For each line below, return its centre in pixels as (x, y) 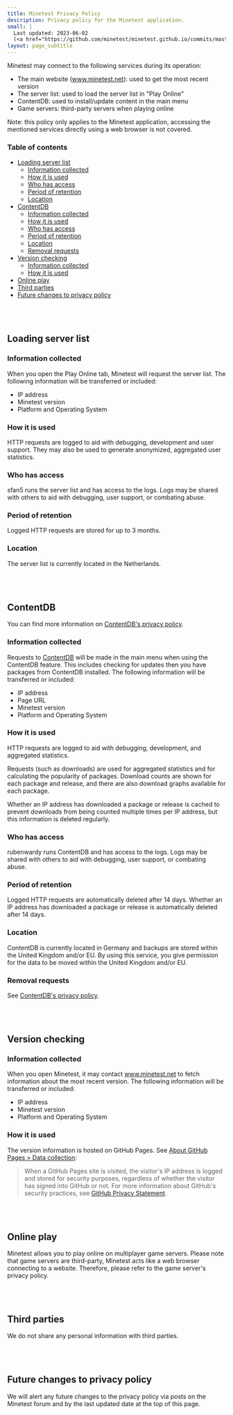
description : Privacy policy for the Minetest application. (96, 20)
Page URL (32, 700)
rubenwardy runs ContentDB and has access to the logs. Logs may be (107, 852)
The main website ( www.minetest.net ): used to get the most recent (113, 79)
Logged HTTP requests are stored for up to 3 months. (84, 531)
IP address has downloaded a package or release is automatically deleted (112, 907)
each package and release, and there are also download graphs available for (116, 783)
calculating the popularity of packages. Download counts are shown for (109, 776)
